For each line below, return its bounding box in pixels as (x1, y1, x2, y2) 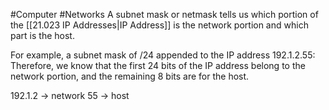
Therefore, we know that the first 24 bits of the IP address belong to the (10, 60, 306, 71)
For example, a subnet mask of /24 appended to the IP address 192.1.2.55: (10, 49, 316, 61)
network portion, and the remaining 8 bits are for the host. (10, 70, 250, 82)
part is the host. (10, 30, 75, 41)
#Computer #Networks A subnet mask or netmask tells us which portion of (10, 9, 319, 20)
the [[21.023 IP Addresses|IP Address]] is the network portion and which (10, 19, 309, 31)
